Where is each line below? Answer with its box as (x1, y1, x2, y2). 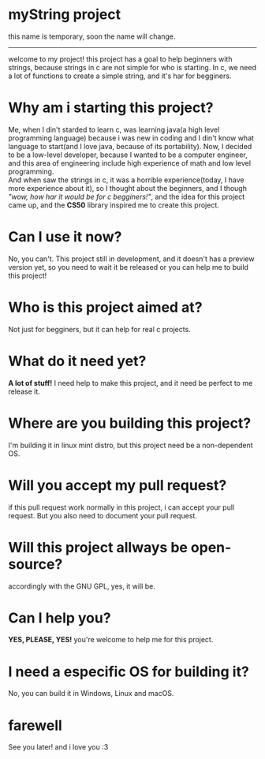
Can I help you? (8, 609, 112, 626)
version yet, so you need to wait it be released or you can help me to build (8, 262, 248, 271)
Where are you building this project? (8, 414, 252, 432)
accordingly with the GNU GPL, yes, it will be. (8, 581, 155, 591)
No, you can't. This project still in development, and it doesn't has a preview (8, 254, 255, 264)
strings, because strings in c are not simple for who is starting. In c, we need (8, 62, 257, 72)
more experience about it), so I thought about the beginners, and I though (8, 183, 247, 193)
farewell (8, 716, 63, 735)
